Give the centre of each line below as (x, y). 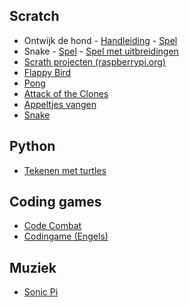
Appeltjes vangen (60, 104)
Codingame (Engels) (66, 236)
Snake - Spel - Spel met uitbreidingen (101, 51)
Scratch (34, 16)
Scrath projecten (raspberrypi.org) (94, 61)
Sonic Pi (41, 292)
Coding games (55, 202)
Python (32, 146)
